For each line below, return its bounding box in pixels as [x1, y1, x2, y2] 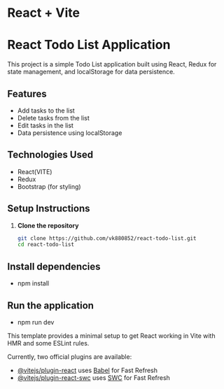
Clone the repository [17, 221, 79, 229]
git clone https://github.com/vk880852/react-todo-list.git [17, 234, 197, 242]
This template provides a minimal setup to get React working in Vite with [7, 331, 216, 340]
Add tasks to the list [17, 106, 75, 115]
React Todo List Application [7, 37, 171, 53]
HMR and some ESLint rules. [7, 339, 90, 347]
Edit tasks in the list [17, 121, 73, 129]
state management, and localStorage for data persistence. [7, 68, 175, 76]
